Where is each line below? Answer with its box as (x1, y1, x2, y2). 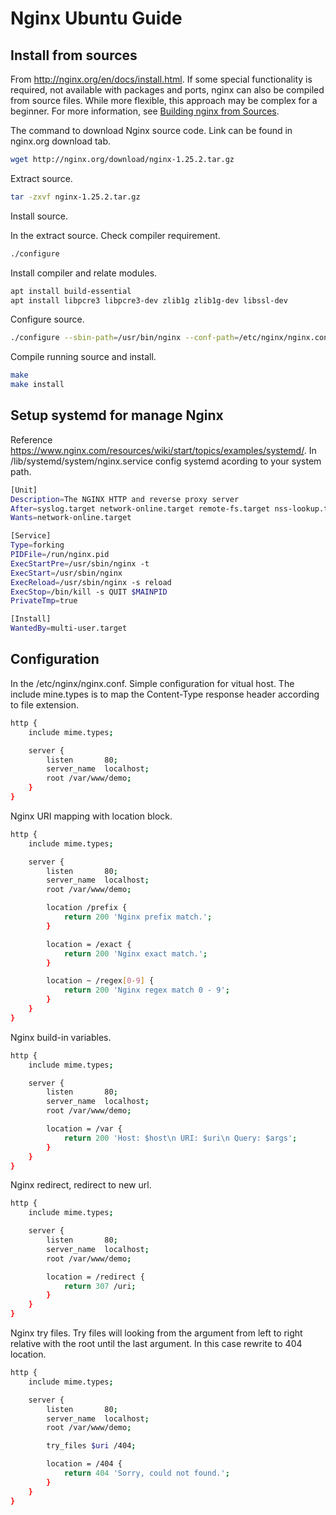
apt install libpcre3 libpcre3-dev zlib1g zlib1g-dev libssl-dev (10, 295, 288, 306)
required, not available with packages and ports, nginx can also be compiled (10, 84, 325, 96)
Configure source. (10, 313, 85, 326)
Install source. (10, 210, 68, 222)
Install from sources (10, 47, 138, 64)
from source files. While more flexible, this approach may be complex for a (10, 95, 318, 106)
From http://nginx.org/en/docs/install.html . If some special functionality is (10, 73, 313, 85)
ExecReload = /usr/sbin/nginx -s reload (10, 577, 172, 587)
